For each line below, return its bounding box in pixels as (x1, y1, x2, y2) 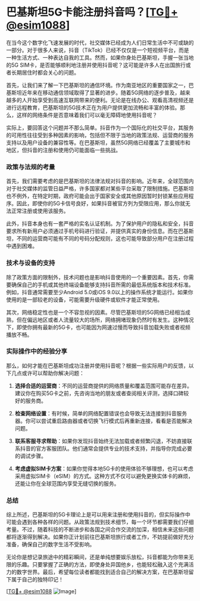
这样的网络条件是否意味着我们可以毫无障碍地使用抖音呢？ (16, 111, 158, 118)
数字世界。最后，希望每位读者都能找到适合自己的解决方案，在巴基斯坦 (16, 568, 189, 576)
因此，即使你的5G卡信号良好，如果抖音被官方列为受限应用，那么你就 (16, 200, 186, 207)
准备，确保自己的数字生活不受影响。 (6, 541, 95, 548)
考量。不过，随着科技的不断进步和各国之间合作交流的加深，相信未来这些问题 (6, 526, 194, 533)
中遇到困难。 (6, 242, 37, 249)
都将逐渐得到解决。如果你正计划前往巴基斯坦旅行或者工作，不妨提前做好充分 (6, 534, 194, 541)
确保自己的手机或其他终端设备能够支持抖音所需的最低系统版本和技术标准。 (11, 281, 194, 288)
